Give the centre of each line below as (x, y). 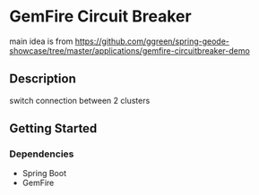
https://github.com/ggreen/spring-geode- (152, 41)
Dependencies (42, 154)
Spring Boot (44, 174)
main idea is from (41, 41)
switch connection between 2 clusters (80, 100)
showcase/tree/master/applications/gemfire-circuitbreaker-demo (130, 50)
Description (43, 79)
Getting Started (53, 128)
